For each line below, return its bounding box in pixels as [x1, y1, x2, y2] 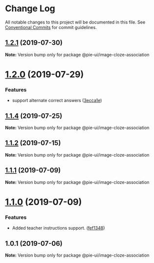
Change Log [5, 3, 55, 14]
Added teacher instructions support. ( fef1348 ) [12, 225, 105, 231]
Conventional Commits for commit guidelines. [5, 24, 97, 30]
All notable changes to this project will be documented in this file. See [5, 19, 146, 25]
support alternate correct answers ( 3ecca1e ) [12, 98, 102, 104]
